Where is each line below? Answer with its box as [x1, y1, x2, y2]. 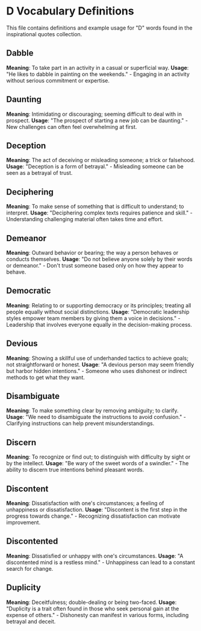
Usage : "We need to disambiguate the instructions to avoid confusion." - [6, 413, 187, 421]
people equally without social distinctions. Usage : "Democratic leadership [6, 308, 190, 315]
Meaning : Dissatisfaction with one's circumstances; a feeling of [6, 500, 164, 507]
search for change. [6, 565, 54, 572]
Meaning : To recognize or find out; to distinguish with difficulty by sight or [6, 453, 191, 460]
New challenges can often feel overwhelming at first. [6, 123, 137, 130]
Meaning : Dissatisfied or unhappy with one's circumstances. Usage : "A [6, 552, 184, 559]
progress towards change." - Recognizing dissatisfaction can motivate [6, 512, 181, 520]
